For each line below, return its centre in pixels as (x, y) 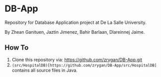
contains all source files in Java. (45, 70)
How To (17, 48)
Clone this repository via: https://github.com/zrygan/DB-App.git (77, 60)
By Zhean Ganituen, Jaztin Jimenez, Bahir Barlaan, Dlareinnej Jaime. (75, 32)
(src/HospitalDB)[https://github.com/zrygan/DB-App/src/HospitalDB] (84, 65)
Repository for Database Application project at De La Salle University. (76, 22)
